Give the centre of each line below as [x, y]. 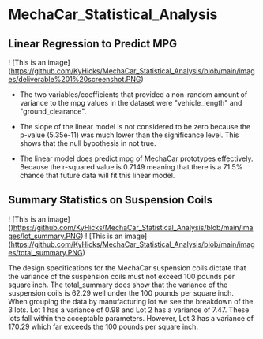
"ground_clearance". [53, 111]
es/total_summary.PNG [45, 252]
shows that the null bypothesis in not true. [88, 143]
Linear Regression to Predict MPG [93, 44]
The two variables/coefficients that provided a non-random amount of [133, 95]
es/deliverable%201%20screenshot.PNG [75, 79]
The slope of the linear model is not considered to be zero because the [135, 127]
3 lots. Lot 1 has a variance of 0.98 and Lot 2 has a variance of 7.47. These [129, 310]
